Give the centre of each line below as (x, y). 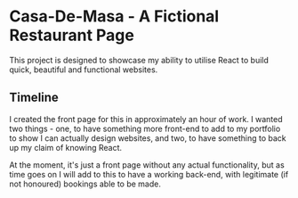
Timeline (34, 98)
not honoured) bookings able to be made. (85, 184)
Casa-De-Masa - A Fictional (114, 16)
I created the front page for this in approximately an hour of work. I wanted (146, 119)
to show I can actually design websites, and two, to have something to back (148, 138)
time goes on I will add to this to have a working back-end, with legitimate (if (149, 174)
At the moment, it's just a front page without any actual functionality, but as (147, 165)
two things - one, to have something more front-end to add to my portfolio (145, 128)
